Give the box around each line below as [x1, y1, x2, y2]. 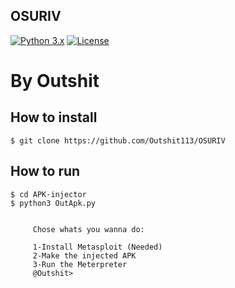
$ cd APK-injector [10, 189, 87, 199]
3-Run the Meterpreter [32, 259, 128, 269]
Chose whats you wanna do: [32, 224, 145, 234]
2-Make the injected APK [32, 250, 137, 261]
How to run [10, 163, 81, 180]
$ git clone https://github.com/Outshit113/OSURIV [10, 135, 226, 146]
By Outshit [10, 70, 100, 92]
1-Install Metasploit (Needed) [32, 242, 163, 252]
